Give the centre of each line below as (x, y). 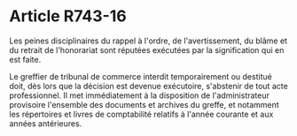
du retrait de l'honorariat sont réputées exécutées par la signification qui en (147, 49)
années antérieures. (46, 123)
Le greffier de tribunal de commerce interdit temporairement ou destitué (141, 76)
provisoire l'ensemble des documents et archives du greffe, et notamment (144, 104)
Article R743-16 (68, 16)
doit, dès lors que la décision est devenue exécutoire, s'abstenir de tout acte (148, 86)
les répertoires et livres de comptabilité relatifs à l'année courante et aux (141, 114)
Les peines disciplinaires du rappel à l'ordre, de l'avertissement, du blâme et (148, 41)
